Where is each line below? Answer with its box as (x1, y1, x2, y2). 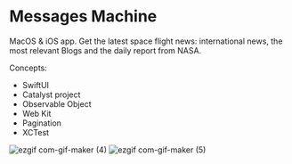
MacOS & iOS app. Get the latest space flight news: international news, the (9, 36, 283, 46)
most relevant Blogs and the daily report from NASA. (9, 45, 202, 55)
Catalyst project (21, 89, 81, 100)
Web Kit (21, 108, 52, 119)
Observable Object (21, 98, 92, 109)
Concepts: (9, 62, 47, 73)
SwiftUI (21, 79, 50, 90)
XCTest (21, 127, 50, 137)
